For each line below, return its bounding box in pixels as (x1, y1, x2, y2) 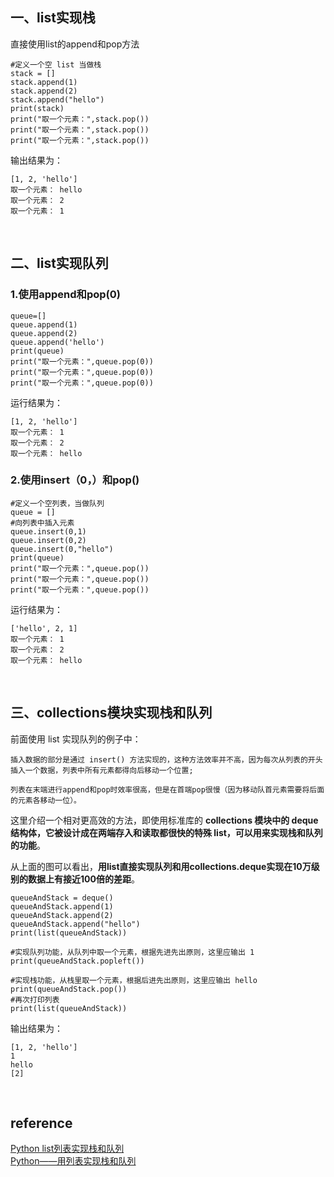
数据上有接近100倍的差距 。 (27, 873, 140, 885)
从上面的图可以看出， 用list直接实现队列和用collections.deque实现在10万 (10, 860, 312, 872)
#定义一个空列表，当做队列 (10, 498, 105, 508)
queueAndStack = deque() (10, 893, 114, 903)
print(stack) (10, 103, 65, 113)
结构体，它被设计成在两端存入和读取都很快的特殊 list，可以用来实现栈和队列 (10, 826, 323, 838)
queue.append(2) (10, 328, 78, 338)
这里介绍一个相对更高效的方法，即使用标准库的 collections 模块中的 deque (10, 814, 319, 826)
